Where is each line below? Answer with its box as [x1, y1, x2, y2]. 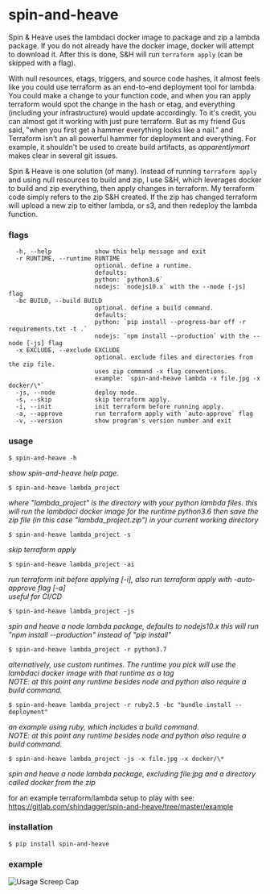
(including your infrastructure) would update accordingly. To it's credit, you [8, 107, 257, 118]
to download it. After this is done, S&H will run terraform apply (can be [8, 49, 243, 59]
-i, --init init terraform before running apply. [15, 403, 225, 411]
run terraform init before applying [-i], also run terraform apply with [8, 574, 232, 584]
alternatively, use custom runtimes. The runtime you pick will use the [8, 659, 236, 669]
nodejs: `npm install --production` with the [94, 332, 250, 340]
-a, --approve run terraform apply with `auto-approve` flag [15, 410, 253, 418]
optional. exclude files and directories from [94, 353, 253, 362]
